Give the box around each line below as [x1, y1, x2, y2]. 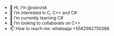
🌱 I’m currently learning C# [9, 15, 64, 20]
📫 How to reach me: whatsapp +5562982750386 [9, 26, 110, 31]
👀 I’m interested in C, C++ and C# [9, 10, 77, 16]
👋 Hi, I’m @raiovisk [9, 5, 48, 10]
